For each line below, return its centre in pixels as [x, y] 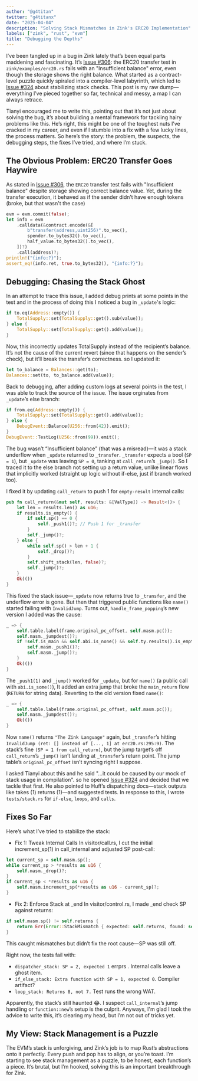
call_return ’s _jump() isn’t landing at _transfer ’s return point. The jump [93, 756]
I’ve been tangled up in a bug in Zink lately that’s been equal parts [86, 56]
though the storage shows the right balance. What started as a [82, 75]
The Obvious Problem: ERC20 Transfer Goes [89, 161]
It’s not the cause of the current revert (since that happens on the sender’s [96, 352]
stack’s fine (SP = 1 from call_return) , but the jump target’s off [84, 749]
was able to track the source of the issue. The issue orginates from [88, 392]
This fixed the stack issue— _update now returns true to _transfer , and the [96, 595]
